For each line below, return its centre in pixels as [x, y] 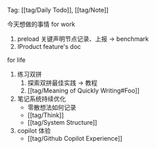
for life [17, 60]
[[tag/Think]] [46, 115]
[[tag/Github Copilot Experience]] [75, 138]
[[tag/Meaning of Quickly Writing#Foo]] [84, 90]
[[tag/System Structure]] [62, 122]
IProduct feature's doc [49, 47]
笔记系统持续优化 [41, 99]
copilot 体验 [34, 131]
